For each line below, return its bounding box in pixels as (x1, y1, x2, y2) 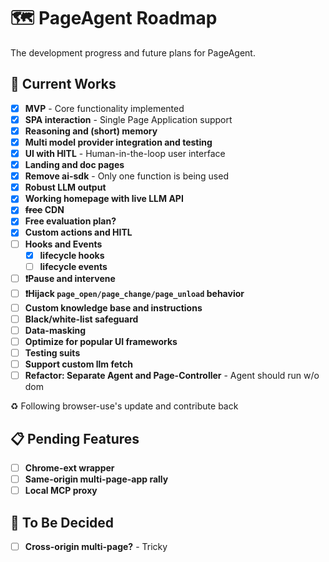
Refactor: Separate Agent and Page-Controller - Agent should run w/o (24, 370, 320, 382)
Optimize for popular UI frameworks (24, 335, 178, 347)
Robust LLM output (24, 181, 107, 194)
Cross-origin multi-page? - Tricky (24, 540, 168, 552)
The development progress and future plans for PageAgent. (10, 46, 256, 59)
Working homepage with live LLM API (24, 193, 184, 205)
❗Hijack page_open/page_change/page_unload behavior (24, 287, 245, 299)
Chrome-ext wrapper (24, 461, 115, 474)
